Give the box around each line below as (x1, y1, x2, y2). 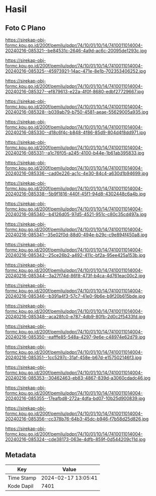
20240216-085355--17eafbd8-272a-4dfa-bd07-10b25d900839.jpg (5, 395, 145, 401)
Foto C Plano (5, 24, 46, 32)
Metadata (5, 451, 36, 459)
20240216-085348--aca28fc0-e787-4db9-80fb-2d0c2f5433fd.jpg (5, 314, 145, 319)
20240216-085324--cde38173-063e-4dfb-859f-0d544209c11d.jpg (5, 437, 146, 442)
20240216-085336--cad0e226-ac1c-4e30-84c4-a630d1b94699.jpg (5, 170, 148, 176)
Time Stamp (8, 474, 37, 481)
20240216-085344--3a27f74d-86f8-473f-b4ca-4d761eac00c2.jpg (5, 273, 145, 278)
